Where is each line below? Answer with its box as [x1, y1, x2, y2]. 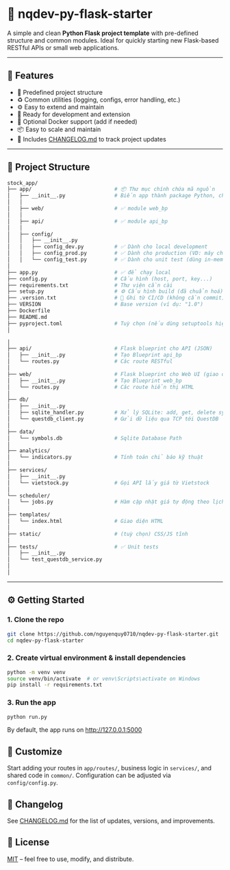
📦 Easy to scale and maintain [16, 125, 101, 133]
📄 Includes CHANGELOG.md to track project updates [16, 135, 166, 143]
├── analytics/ [7, 447, 51, 454]
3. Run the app [7, 698, 56, 707]
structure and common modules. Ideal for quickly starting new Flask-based [7, 36, 219, 44]
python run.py [7, 713, 48, 720]
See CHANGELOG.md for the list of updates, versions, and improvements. [7, 817, 216, 825]
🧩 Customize [7, 746, 63, 757]
